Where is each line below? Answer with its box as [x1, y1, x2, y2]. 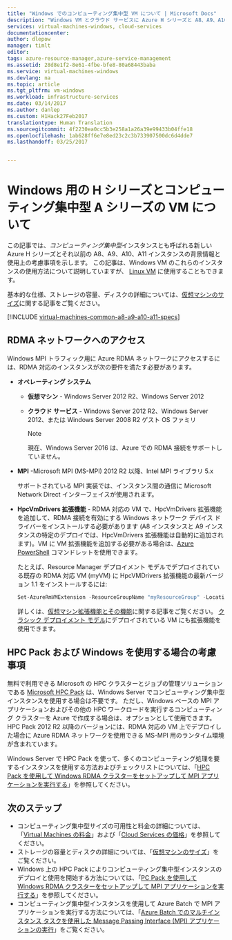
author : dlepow [7, 36, 51, 43]
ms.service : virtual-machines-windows [7, 68, 119, 75]
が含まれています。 [7, 740, 61, 748]
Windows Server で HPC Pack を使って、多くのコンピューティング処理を [7, 754, 214, 762]
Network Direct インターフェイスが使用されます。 [17, 490, 158, 498]
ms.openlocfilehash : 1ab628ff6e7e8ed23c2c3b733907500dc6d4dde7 [7, 132, 193, 139]
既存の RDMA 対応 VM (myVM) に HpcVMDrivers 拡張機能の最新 [23, 571, 206, 579]
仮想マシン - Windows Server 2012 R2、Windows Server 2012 [27, 392, 204, 401]
